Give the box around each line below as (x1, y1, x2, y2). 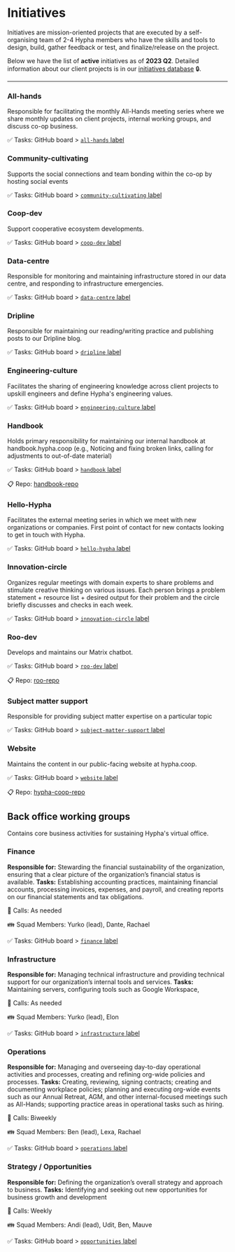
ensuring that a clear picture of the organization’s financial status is (7, 870, 201, 878)
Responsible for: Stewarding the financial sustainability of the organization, (7, 863, 225, 871)
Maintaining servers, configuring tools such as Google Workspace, (7, 985, 199, 993)
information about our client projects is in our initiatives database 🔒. (7, 65, 201, 73)
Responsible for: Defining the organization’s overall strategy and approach (7, 1178, 223, 1186)
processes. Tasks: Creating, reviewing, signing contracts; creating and (7, 1078, 212, 1086)
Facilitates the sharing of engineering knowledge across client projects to (7, 382, 219, 390)
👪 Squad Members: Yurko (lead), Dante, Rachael (7, 920, 150, 929)
